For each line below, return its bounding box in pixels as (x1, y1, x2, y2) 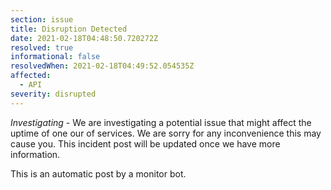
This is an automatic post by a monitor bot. (10, 167, 187, 180)
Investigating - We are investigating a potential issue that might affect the (10, 116, 312, 128)
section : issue (10, 14, 74, 25)
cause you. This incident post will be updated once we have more (10, 137, 281, 150)
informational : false (10, 52, 101, 62)
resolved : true (10, 42, 74, 53)
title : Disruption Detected (10, 24, 128, 34)
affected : (10, 71, 52, 81)
